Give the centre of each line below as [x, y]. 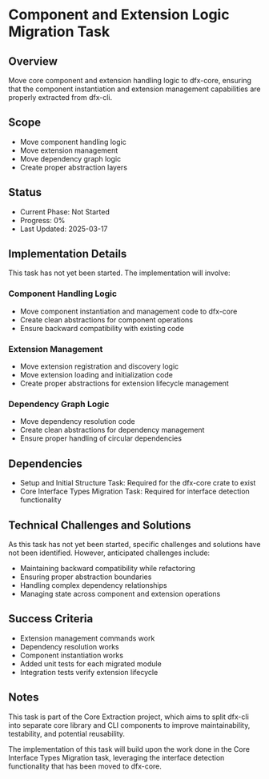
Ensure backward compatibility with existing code [102, 328]
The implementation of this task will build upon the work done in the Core [129, 749]
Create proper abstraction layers [74, 167]
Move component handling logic [73, 142]
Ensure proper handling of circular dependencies [101, 438]
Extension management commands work [87, 638]
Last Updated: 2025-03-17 [64, 229]
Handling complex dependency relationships [93, 585]
